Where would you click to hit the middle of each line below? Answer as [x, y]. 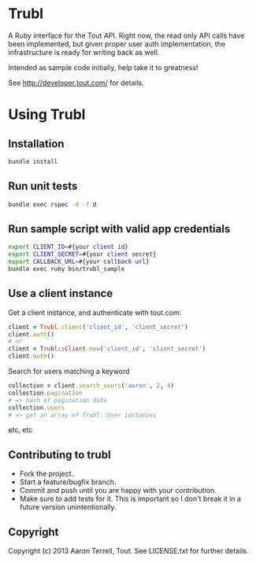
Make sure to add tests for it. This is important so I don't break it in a [130, 499]
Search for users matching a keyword [69, 371]
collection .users [37, 407]
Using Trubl [47, 115]
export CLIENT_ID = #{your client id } [68, 247]
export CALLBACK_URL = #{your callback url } [79, 262]
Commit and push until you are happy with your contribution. [118, 491]
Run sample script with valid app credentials [119, 229]
